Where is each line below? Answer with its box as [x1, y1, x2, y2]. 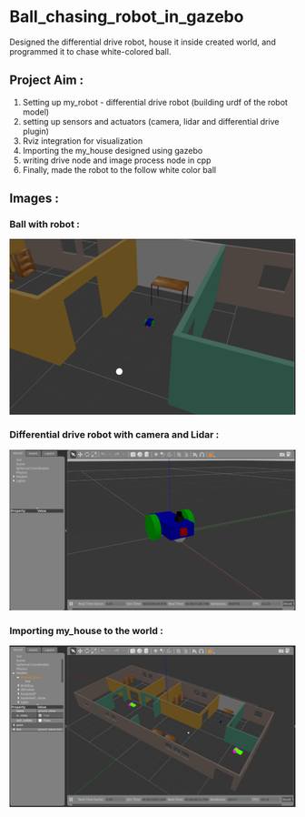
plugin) [22, 126, 50, 136]
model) [22, 106, 50, 117]
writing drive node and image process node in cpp [22, 155, 212, 166]
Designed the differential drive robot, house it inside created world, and [9, 36, 277, 47]
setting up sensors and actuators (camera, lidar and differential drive [22, 116, 280, 126]
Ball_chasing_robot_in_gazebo [9, 6, 244, 27]
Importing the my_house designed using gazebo [22, 145, 203, 156]
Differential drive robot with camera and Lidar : [9, 429, 220, 441]
